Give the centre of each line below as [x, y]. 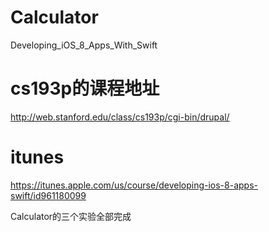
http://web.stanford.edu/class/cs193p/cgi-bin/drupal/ [120, 117]
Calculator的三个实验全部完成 [71, 216]
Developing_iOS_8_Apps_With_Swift [84, 45]
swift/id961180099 [48, 195]
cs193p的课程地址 [85, 88]
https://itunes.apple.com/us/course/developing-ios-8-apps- [134, 185]
